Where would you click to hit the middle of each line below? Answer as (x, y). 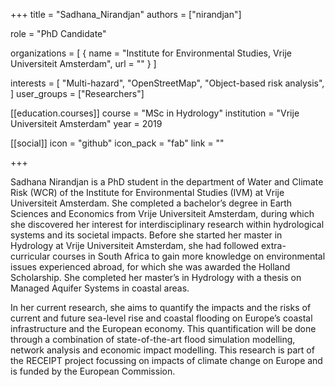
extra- (273, 245)
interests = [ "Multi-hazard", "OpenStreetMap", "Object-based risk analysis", (167, 83)
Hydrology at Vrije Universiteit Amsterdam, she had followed (135, 245)
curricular (30, 256)
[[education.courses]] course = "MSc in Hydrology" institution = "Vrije (155, 113)
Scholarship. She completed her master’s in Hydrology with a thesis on (156, 277)
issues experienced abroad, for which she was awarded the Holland (150, 267)
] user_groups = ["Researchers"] (77, 93)
